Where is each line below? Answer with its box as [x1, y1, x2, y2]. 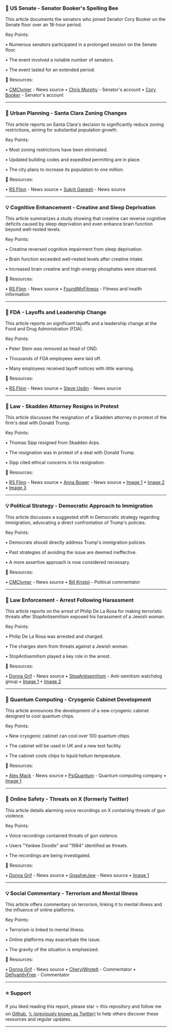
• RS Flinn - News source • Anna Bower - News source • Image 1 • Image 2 [5, 479, 165, 486]
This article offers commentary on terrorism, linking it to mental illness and [5, 901, 162, 907]
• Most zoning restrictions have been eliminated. [5, 146, 108, 152]
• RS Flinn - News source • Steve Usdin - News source [5, 385, 121, 391]
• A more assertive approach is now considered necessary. [5, 559, 131, 565]
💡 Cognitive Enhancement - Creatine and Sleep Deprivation [5, 204, 156, 211]
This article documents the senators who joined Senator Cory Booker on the [5, 16, 166, 23]
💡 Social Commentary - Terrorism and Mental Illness [5, 890, 138, 897]
